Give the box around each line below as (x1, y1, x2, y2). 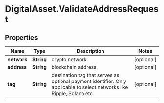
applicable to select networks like (51, 84, 128, 91)
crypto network (51, 56, 87, 62)
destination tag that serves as (51, 72, 120, 79)
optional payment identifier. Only (51, 78, 126, 84)
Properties (5, 33, 38, 41)
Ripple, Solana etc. (51, 90, 94, 97)
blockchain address (51, 64, 97, 70)
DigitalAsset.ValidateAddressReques (5, 3, 159, 15)
